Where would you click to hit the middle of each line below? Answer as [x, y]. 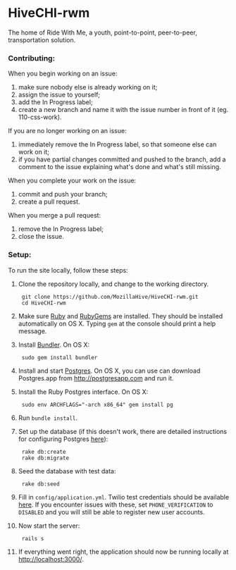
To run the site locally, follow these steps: [68, 270]
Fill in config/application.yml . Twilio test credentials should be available [124, 497]
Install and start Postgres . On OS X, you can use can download [109, 371]
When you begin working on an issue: [63, 74]
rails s [33, 538]
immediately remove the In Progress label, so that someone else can [117, 144]
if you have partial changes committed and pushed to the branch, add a [122, 159]
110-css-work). [40, 117]
